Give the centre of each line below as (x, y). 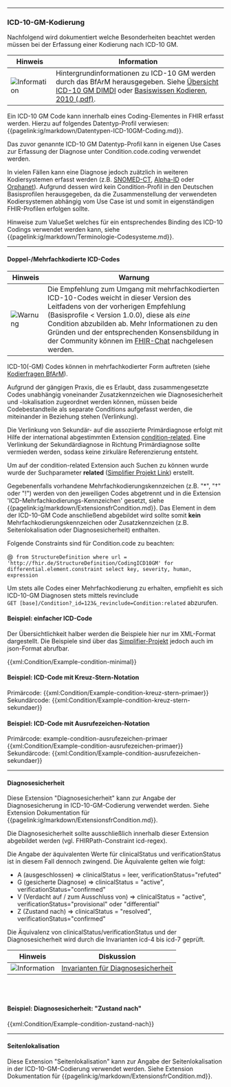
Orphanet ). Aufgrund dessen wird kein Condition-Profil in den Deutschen (110, 187)
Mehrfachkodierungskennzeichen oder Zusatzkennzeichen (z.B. (98, 522)
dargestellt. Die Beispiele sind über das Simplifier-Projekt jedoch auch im (110, 641)
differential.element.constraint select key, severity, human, (100, 569)
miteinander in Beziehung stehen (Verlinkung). (73, 416)
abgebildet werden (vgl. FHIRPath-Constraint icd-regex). (87, 841)
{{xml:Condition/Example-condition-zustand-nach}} (81, 1024)
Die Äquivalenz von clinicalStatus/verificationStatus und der (92, 933)
